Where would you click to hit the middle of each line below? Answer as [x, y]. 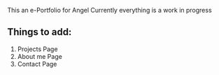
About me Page [40, 56]
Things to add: [40, 32]
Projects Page [37, 49]
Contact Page [37, 64]
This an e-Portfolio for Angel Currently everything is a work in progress [109, 10]
